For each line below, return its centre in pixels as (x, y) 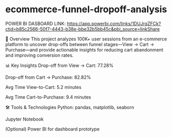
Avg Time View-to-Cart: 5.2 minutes (43, 87)
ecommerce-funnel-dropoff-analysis (86, 9)
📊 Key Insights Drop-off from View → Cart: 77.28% (60, 65)
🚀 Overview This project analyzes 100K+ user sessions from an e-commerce (86, 39)
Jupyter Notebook (25, 119)
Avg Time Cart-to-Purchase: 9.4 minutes (48, 97)
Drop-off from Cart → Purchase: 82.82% (48, 77)
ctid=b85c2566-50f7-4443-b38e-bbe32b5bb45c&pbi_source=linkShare (83, 29)
